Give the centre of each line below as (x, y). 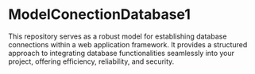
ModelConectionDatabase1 (99, 15)
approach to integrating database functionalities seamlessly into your (122, 53)
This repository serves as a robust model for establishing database (118, 36)
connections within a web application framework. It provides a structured (128, 44)
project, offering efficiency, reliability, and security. (91, 61)
